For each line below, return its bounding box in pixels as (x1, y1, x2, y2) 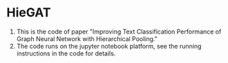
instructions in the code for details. (16, 49, 116, 58)
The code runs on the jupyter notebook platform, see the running (16, 42, 202, 50)
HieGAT (6, 5, 51, 21)
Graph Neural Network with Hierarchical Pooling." (16, 34, 158, 42)
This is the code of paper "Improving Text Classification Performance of (16, 27, 222, 36)
